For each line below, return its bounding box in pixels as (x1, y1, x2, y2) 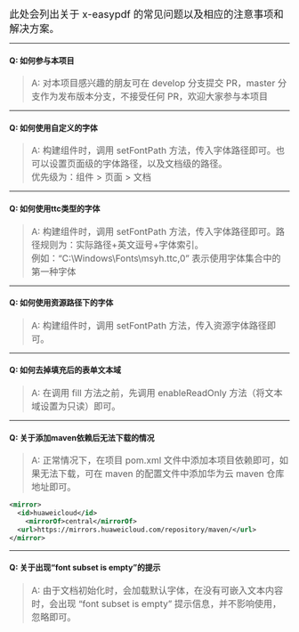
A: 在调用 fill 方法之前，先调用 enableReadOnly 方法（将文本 (30, 387, 283, 400)
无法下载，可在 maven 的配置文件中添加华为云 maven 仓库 (39, 467, 285, 480)
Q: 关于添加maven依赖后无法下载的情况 (9, 432, 155, 442)
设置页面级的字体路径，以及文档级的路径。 (48, 158, 228, 170)
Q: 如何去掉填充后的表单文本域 (9, 365, 122, 376)
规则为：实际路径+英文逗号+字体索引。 (39, 239, 204, 251)
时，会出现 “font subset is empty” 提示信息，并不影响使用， (30, 597, 282, 610)
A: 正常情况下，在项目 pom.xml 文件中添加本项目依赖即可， (30, 454, 280, 466)
